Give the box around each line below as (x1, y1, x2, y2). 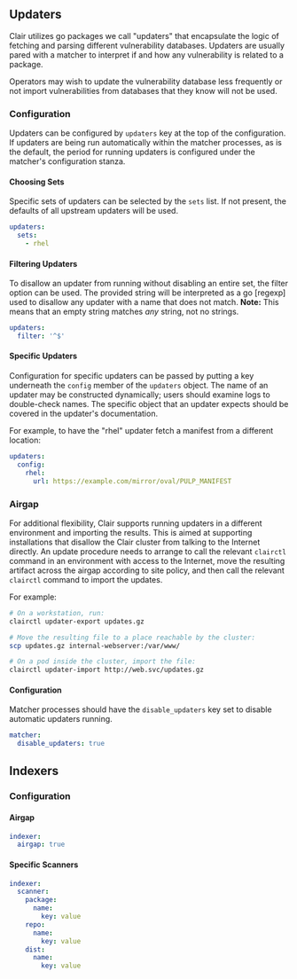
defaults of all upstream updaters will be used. (9, 206, 179, 216)
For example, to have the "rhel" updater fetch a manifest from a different (9, 426, 273, 436)
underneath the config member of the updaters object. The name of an (9, 380, 269, 391)
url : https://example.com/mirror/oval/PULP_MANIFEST (32, 476, 232, 486)
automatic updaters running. (9, 714, 113, 724)
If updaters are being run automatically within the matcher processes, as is (9, 137, 282, 148)
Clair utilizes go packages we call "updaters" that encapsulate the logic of (9, 30, 279, 41)
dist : (25, 944, 46, 954)
